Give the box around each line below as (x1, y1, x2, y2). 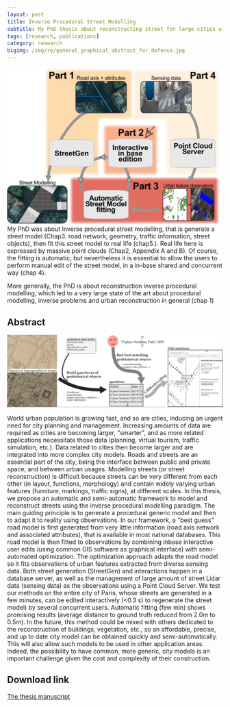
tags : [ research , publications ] (7, 33, 99, 40)
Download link (7, 674, 70, 686)
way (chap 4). (7, 269, 47, 277)
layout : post (7, 11, 44, 18)
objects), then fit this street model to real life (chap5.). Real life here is (7, 240, 203, 248)
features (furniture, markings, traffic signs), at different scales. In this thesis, (7, 486, 222, 495)
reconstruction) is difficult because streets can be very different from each (7, 472, 218, 480)
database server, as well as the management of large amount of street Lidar (7, 574, 221, 582)
